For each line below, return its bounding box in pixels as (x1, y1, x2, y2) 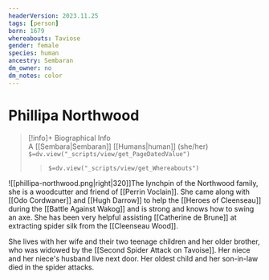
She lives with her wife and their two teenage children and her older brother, (8, 237, 260, 246)
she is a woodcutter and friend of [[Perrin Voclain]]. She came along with (8, 187, 251, 196)
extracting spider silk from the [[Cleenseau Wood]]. (8, 220, 178, 230)
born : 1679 (8, 27, 45, 35)
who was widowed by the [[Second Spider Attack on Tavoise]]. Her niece (8, 245, 251, 254)
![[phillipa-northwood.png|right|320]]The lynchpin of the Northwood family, (8, 178, 259, 187)
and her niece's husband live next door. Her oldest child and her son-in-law (8, 253, 259, 263)
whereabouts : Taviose (8, 34, 81, 43)
